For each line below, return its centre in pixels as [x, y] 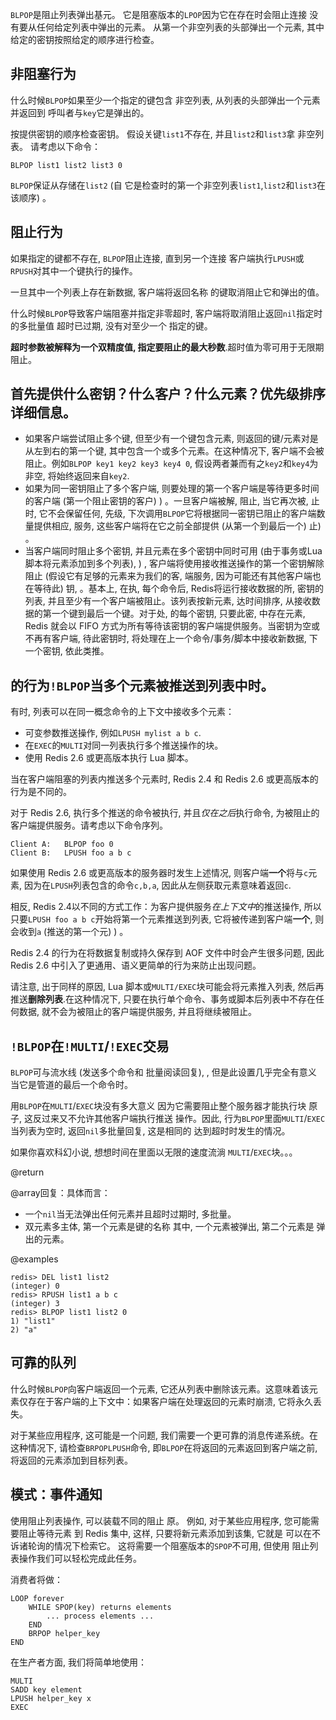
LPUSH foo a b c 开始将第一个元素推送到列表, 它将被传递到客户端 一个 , [170, 919]
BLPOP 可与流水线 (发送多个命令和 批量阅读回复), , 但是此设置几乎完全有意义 [163, 1072]
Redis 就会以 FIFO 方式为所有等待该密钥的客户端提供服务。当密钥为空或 [172, 626]
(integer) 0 [35, 1286]
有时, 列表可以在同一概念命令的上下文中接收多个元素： [122, 712]
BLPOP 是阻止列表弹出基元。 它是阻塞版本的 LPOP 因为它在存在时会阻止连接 [159, 14]
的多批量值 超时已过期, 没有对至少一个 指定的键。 [111, 325]
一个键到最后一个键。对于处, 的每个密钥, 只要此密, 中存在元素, [178, 614]
